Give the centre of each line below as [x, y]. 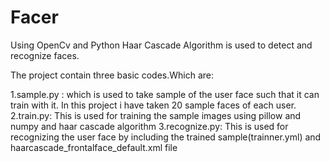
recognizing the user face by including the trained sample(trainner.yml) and [166, 137]
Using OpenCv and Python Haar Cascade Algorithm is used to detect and [161, 45]
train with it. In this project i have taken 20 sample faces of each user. [153, 105]
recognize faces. [45, 55]
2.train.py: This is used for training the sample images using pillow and [156, 115]
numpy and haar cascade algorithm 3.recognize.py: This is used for [149, 126]
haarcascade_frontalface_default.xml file [94, 147]
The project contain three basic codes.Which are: [112, 75]
